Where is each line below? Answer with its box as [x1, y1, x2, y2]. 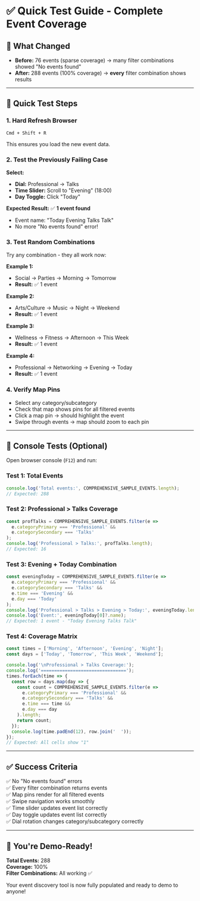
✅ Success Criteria [6, 761, 78, 772]
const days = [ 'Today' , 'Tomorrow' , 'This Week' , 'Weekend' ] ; [6, 651, 164, 657]
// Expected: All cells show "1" [6, 739, 89, 746]
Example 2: [6, 293, 35, 300]
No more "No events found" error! [14, 222, 98, 230]
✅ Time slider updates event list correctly [6, 804, 108, 812]
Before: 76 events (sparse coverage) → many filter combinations [14, 57, 174, 64]
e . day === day [21, 707, 58, 713]
